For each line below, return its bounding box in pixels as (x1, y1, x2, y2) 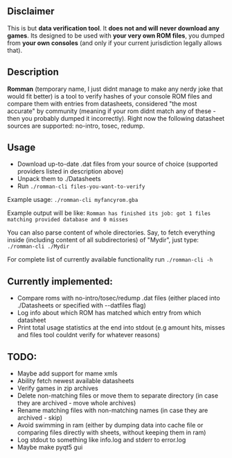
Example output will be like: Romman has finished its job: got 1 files (7, 209, 211, 217)
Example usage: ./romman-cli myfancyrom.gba (7, 196, 139, 204)
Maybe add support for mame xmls (17, 369, 118, 378)
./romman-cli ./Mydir (7, 243, 70, 251)
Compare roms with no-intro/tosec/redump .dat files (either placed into (17, 294, 220, 303)
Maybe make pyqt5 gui (17, 443, 83, 452)
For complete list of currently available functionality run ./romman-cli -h (7, 255, 213, 264)
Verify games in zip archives (17, 384, 98, 393)
